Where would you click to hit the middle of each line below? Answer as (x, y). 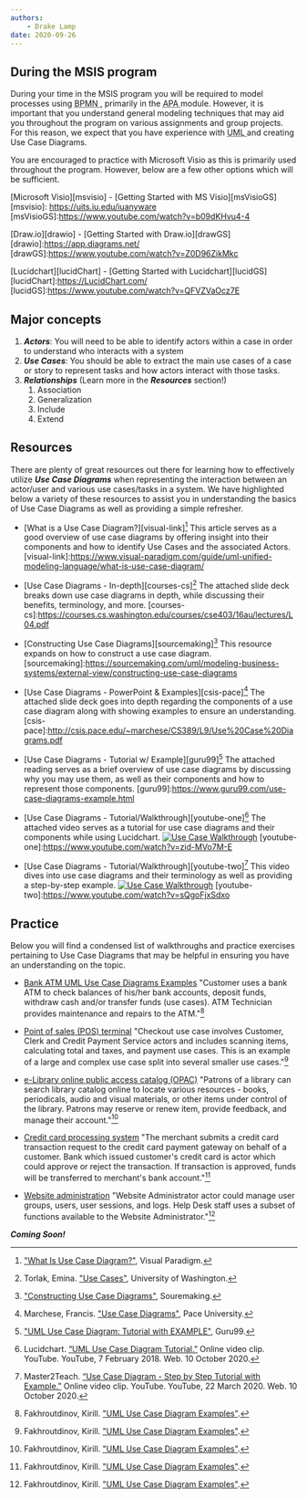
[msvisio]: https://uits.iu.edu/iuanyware (84, 207)
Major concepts (56, 319)
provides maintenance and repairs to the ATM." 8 (114, 1012)
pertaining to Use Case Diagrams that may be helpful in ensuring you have (150, 956)
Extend (51, 419)
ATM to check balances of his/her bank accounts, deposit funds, (145, 992)
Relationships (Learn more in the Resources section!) (125, 380)
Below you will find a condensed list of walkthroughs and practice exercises (153, 946)
